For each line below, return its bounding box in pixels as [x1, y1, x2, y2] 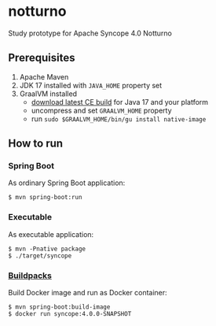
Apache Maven [19, 72, 69, 81]
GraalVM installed [19, 89, 77, 98]
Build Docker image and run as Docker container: [8, 288, 167, 298]
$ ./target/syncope [8, 251, 72, 260]
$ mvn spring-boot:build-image [8, 303, 111, 311]
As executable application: [8, 229, 94, 239]
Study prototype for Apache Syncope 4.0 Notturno [8, 28, 173, 38]
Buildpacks [8, 270, 53, 281]
